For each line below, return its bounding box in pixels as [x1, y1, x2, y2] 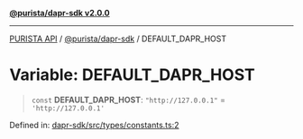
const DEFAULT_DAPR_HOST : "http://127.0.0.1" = [31, 94, 225, 105]
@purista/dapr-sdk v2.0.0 [9, 8, 110, 18]
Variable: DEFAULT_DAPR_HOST [9, 65, 255, 85]
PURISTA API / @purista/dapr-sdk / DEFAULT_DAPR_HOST [9, 33, 227, 44]
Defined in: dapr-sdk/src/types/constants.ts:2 [9, 119, 179, 130]
